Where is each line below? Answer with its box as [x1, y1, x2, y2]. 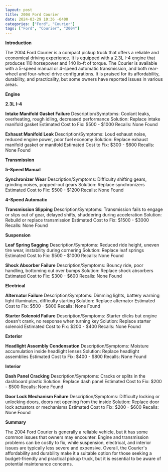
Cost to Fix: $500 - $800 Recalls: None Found [5, 303, 100, 309]
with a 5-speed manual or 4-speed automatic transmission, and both [5, 66, 147, 72]
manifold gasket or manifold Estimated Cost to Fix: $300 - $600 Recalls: [5, 142, 154, 148]
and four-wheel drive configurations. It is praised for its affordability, [19, 71, 160, 77]
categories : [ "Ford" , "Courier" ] [5, 21, 75, 27]
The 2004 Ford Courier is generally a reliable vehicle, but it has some [5, 429, 148, 435]
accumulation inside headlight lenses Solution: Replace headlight [5, 348, 139, 355]
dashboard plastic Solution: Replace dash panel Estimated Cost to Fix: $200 [5, 379, 162, 385]
